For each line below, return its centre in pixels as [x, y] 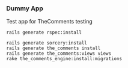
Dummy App [25, 8]
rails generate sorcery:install [47, 43]
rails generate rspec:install [44, 32]
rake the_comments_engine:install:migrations [64, 59]
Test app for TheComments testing [49, 22]
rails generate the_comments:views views [59, 54]
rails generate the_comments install [53, 48]
